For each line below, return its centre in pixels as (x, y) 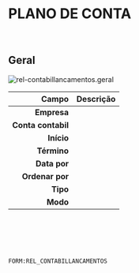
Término (53, 151)
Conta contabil (41, 125)
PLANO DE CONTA (70, 14)
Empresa (52, 112)
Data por (52, 163)
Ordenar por (45, 176)
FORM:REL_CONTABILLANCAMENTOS (58, 261)
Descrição (96, 99)
